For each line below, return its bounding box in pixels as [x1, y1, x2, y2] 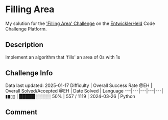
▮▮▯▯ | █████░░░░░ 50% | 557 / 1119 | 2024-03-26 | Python [5, 93, 135, 99]
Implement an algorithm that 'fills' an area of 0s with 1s [5, 54, 121, 60]
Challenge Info [5, 69, 53, 77]
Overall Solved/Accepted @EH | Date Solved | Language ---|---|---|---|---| [5, 87, 163, 94]
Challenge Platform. [5, 25, 47, 32]
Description [5, 41, 43, 49]
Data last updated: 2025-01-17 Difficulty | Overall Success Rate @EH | [5, 82, 152, 88]
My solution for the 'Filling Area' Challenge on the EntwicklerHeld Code [5, 20, 155, 26]
